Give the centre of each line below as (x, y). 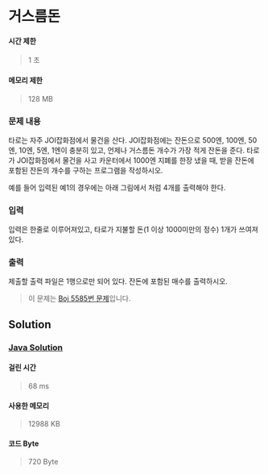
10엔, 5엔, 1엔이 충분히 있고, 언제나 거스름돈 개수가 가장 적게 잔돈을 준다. (132, 150)
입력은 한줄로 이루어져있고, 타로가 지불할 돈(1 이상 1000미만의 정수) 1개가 (123, 230)
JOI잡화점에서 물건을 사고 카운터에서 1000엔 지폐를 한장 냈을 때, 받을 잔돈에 (136, 160)
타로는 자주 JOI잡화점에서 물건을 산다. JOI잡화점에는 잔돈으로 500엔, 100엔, (128, 140)
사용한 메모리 (29, 405)
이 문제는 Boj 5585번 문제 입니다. (79, 298)
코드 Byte (24, 443)
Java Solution (35, 347)
